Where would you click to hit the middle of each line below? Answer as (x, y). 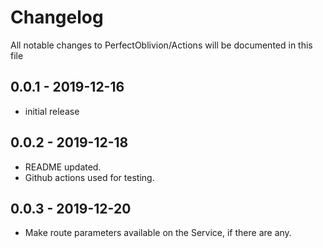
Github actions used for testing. (89, 177)
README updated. (63, 167)
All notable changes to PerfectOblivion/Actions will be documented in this (161, 45)
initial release (52, 111)
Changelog (57, 17)
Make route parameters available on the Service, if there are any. (158, 233)
